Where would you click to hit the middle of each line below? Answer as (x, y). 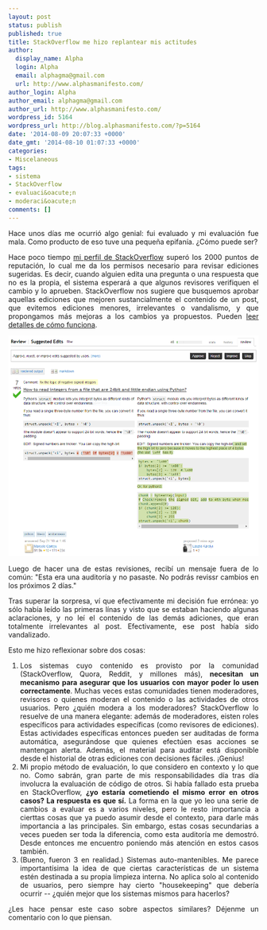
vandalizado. (29, 635)
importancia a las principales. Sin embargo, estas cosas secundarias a (139, 826)
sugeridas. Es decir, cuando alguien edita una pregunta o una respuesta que (133, 273)
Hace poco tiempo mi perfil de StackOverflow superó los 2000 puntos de (134, 257)
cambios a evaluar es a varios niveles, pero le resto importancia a (139, 809)
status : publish (35, 25)
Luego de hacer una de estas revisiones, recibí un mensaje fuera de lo (133, 569)
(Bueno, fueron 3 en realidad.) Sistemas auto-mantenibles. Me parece (139, 860)
